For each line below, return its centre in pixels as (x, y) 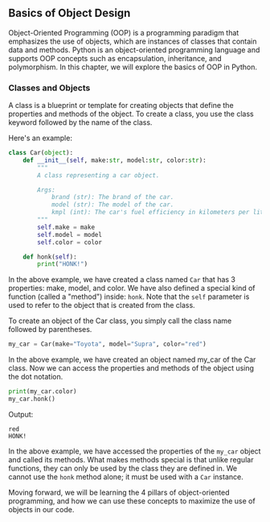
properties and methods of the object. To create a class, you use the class (131, 114)
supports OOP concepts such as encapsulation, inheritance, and (115, 58)
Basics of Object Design (70, 13)
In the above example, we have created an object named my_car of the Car (132, 360)
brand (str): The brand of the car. (112, 197)
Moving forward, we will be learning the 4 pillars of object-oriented (119, 492)
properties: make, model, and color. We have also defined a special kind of (132, 288)
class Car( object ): (41, 153)
